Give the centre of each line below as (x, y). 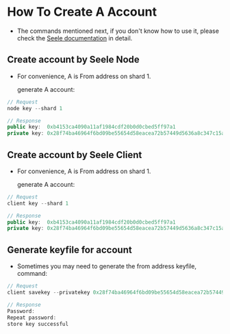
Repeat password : (32, 318)
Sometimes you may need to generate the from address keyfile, (107, 266)
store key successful (38, 324)
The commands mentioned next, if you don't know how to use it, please (118, 31)
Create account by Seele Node (74, 60)
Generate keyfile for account (69, 249)
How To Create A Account (82, 12)
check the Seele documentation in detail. (75, 38)
